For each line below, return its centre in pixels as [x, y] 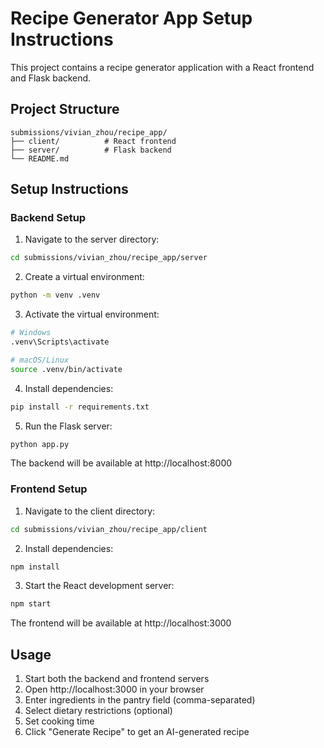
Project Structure [65, 109]
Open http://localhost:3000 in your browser [114, 689]
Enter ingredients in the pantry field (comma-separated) [140, 700]
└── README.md [40, 158]
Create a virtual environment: [84, 277]
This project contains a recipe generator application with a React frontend [162, 67]
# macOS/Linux [40, 360]
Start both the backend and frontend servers [117, 679]
